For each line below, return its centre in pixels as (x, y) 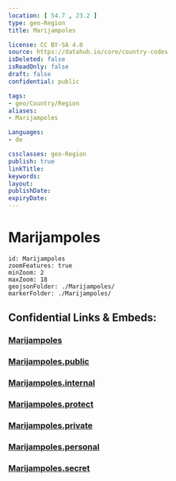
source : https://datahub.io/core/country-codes (88, 52)
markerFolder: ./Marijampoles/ (60, 293)
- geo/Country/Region (44, 103)
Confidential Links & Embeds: (82, 318)
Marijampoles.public (49, 362)
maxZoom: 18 (28, 279)
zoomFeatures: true (40, 266)
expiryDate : (28, 198)
